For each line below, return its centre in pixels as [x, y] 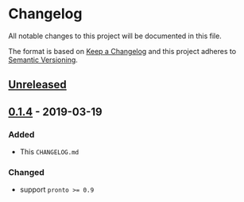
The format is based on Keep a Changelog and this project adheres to [122, 51]
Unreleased [38, 85]
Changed [27, 172]
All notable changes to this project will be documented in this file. [115, 36]
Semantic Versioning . [43, 60]
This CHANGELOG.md [49, 152]
